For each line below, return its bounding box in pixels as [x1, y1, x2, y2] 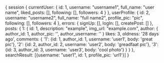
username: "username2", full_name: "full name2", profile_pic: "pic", [5, 15, 143, 20]
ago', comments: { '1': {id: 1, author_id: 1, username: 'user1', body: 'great [5, 36, 153, 42]
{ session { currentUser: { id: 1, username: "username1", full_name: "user [5, 4, 154, 10]
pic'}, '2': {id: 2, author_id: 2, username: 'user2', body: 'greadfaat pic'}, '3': [5, 41, 158, 47]
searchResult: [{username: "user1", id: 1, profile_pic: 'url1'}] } [5, 52, 129, 58]
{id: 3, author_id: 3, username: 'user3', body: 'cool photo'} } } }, [5, 47, 135, 52]
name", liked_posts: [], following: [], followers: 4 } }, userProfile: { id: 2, [5, 9, 150, 15]
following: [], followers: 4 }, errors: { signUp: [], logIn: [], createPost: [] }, [5, 20, 153, 26]
